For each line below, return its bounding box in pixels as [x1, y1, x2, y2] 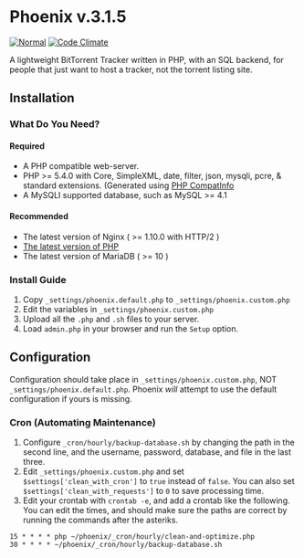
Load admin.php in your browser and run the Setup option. [22, 322, 239, 334]
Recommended [9, 211, 68, 222]
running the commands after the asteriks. [22, 514, 179, 526]
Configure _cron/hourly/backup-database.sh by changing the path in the [22, 437, 295, 448]
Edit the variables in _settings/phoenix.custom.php [22, 303, 215, 314]
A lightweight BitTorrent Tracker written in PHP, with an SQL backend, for [9, 54, 285, 65]
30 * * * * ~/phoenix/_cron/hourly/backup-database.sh [9, 541, 223, 550]
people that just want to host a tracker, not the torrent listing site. [9, 64, 253, 75]
